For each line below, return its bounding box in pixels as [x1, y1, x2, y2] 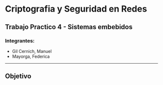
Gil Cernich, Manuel [12, 48, 52, 54]
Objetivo [5, 72, 32, 81]
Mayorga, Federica [12, 53, 50, 59]
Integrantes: [5, 37, 35, 44]
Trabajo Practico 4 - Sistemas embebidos [5, 23, 132, 31]
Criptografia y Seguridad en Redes [5, 3, 147, 15]
